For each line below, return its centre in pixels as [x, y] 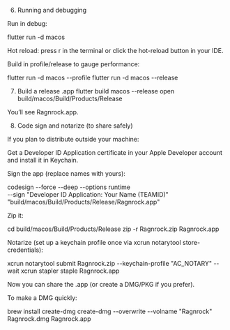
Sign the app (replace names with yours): [66, 173]
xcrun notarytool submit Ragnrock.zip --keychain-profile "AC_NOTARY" [110, 263]
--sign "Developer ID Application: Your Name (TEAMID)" [88, 194]
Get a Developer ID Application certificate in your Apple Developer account [115, 152]
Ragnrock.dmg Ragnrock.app [49, 319]
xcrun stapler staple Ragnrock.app [70, 271]
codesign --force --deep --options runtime [69, 187]
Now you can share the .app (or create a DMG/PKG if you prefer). [101, 284]
